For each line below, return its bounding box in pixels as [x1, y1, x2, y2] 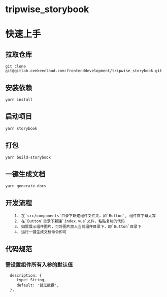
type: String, [16, 277, 47, 282]
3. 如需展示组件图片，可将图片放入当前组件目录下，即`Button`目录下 [14, 224, 142, 229]
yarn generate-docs [5, 184, 47, 189]
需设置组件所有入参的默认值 [5, 261, 73, 268]
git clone [5, 64, 26, 69]
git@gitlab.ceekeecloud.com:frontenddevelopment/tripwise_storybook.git [5, 69, 162, 74]
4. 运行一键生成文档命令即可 [14, 229, 67, 235]
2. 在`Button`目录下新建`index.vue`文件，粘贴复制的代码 [14, 219, 125, 224]
